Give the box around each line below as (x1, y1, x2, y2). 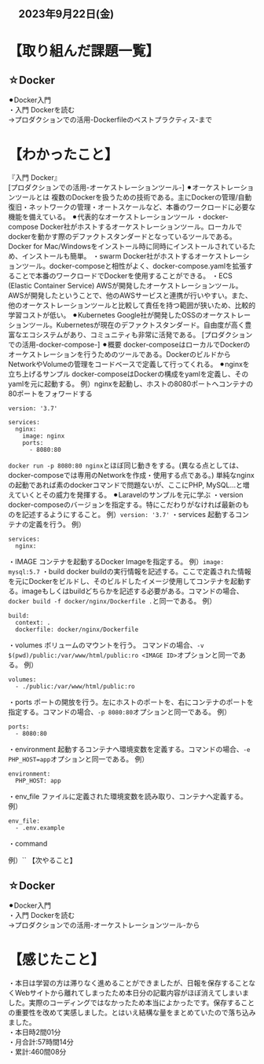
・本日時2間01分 (8, 1028, 61, 1037)
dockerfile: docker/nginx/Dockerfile (15, 626, 139, 634)
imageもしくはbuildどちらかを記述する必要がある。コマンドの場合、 (21, 586, 244, 596)
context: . (15, 619, 51, 627)
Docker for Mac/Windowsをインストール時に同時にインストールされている (8, 242, 249, 251)
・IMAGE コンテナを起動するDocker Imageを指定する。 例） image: (8, 557, 225, 567)
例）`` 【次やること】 (8, 856, 77, 865)
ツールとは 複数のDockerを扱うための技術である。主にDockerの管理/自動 (14, 193, 252, 202)
